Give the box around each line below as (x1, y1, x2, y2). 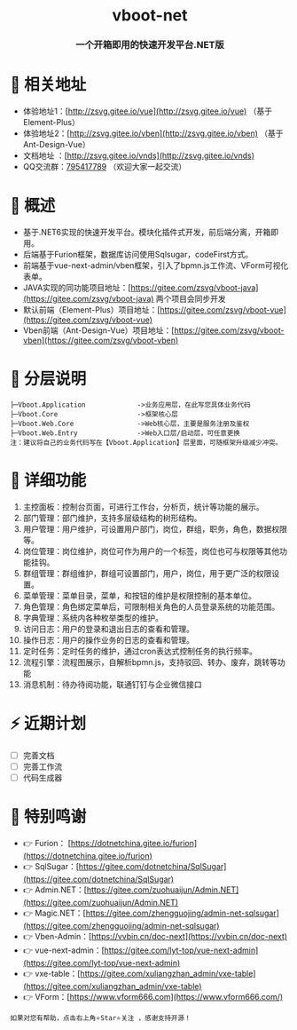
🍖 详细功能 (10, 471, 87, 491)
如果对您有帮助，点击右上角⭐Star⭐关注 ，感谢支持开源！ (10, 1013, 191, 1022)
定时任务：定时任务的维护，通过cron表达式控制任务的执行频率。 (22, 646, 258, 656)
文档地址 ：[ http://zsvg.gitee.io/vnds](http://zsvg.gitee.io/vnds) (22, 150, 255, 161)
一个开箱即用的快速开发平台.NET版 (75, 39, 224, 51)
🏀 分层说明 (10, 369, 87, 389)
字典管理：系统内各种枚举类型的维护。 (22, 612, 163, 622)
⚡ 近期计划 (10, 714, 87, 733)
